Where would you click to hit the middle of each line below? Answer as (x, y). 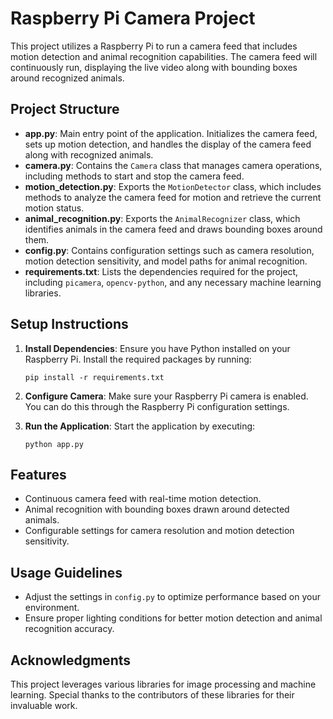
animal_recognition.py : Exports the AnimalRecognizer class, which (162, 218)
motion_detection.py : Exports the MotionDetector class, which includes (173, 186)
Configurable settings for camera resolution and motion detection (159, 531)
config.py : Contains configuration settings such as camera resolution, (169, 250)
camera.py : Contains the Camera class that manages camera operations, (173, 165)
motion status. (54, 208)
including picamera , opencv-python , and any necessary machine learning (173, 282)
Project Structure (65, 109)
